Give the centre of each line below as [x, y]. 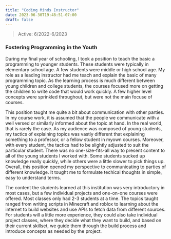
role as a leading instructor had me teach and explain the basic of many [81, 75]
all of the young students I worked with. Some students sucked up [75, 156]
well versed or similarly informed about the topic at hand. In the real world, [84, 123]
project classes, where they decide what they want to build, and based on [83, 220]
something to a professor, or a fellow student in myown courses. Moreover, [85, 140]
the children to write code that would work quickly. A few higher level [78, 91]
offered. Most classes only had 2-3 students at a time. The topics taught [82, 198]
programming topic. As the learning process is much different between [80, 81]
